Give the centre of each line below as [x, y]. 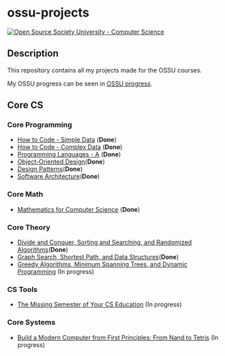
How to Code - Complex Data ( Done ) [70, 147]
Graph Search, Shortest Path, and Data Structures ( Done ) [98, 257]
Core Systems [31, 322]
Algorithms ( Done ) [43, 250]
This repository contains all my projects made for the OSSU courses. [105, 70]
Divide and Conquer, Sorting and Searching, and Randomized [104, 242]
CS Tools [22, 289]
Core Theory [29, 227]
